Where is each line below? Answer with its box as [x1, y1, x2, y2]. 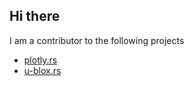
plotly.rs [23, 54, 58, 66]
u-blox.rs [23, 64, 62, 76]
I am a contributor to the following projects [9, 34, 185, 46]
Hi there [9, 8, 61, 25]
